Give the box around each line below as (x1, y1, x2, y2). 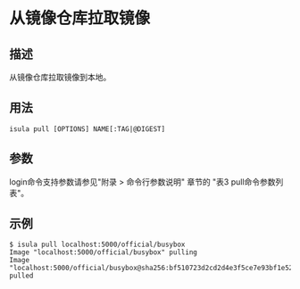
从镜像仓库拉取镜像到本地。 (9, 72, 112, 82)
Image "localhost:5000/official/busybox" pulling (9, 248, 198, 257)
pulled (9, 271, 34, 281)
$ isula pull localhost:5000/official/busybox (9, 240, 186, 250)
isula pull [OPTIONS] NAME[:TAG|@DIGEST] (9, 124, 166, 134)
